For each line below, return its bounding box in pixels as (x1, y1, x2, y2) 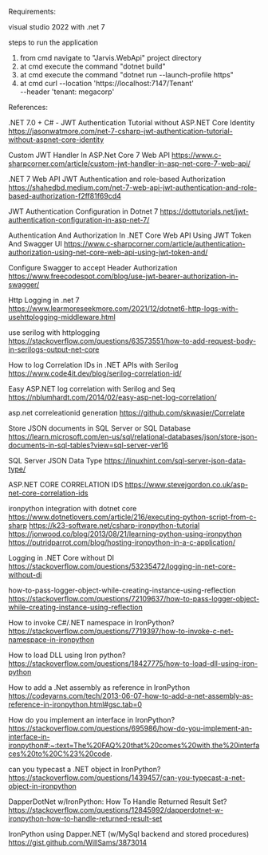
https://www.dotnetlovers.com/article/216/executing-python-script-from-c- (8, 512, 257, 522)
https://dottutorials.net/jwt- (160, 207, 249, 216)
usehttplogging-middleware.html (8, 313, 116, 321)
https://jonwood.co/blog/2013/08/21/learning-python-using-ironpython (8, 530, 242, 538)
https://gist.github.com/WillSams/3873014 (8, 837, 148, 847)
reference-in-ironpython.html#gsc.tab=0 (8, 699, 142, 709)
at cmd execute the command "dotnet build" (19, 61, 166, 71)
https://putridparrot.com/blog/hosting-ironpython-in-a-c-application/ (8, 538, 236, 547)
